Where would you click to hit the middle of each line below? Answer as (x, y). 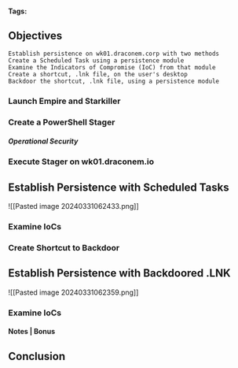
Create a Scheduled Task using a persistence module (96, 61)
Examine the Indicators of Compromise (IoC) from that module (112, 68)
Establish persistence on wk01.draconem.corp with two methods (114, 54)
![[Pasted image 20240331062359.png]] (73, 292)
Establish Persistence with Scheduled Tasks (119, 187)
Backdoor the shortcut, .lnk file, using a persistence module (114, 82)
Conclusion (37, 356)
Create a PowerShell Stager (62, 122)
